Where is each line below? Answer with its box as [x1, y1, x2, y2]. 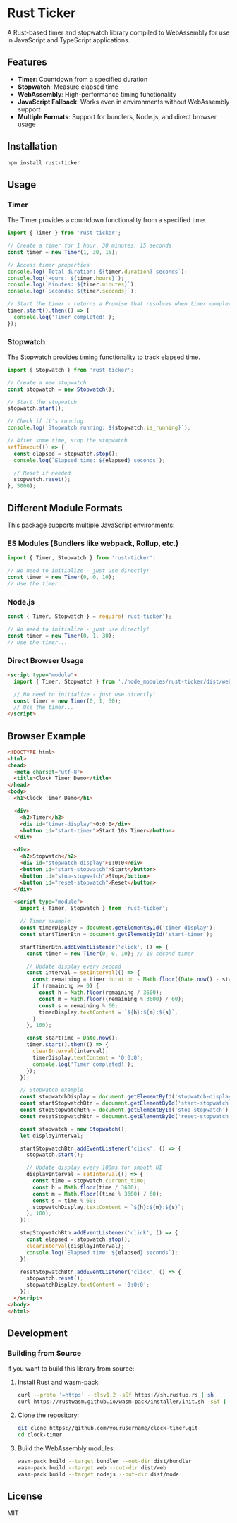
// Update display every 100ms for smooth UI [25, 1164, 162, 1172]
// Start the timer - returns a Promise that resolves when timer [7, 301, 207, 308]
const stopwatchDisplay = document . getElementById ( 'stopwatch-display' [20, 1093, 235, 1100]
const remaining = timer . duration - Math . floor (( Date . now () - [32, 976, 219, 983]
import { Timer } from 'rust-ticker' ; [7, 229, 121, 237]
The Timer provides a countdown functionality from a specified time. [7, 216, 207, 224]
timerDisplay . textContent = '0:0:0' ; [32, 1054, 143, 1061]
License [7, 1490, 43, 1502]
